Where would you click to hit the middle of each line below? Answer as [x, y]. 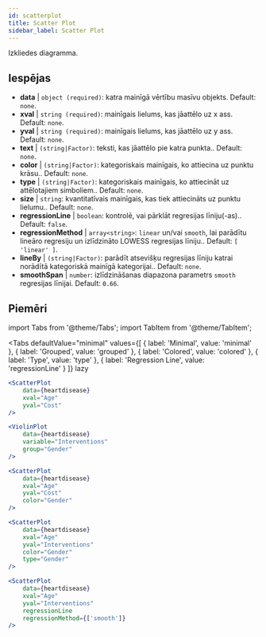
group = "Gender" [48, 449]
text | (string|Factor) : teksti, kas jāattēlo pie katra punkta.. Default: [131, 148]
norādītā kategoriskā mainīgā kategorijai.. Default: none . [110, 267]
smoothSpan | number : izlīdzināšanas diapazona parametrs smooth [127, 275]
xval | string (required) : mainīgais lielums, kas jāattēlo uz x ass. [126, 114]
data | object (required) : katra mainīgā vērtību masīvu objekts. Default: [138, 97]
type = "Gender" [46, 559]
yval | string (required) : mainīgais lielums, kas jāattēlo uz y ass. [126, 131]
